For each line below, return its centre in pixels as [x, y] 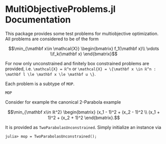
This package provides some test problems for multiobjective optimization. [82, 33]
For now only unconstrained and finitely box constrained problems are [77, 63]
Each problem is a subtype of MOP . [40, 84]
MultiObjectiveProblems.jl [60, 9]
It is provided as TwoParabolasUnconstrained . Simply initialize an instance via [83, 127]
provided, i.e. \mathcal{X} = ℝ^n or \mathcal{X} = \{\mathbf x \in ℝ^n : [81, 69]
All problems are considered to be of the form [52, 39]
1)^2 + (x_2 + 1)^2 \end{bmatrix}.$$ [84, 118]
